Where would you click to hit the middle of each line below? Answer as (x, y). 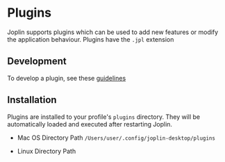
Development (37, 62)
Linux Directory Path (47, 151)
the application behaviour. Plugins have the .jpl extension (91, 39)
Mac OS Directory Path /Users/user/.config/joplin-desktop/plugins (116, 138)
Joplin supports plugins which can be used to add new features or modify (113, 32)
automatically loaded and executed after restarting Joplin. (90, 124)
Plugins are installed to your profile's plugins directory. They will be (103, 117)
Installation (32, 100)
